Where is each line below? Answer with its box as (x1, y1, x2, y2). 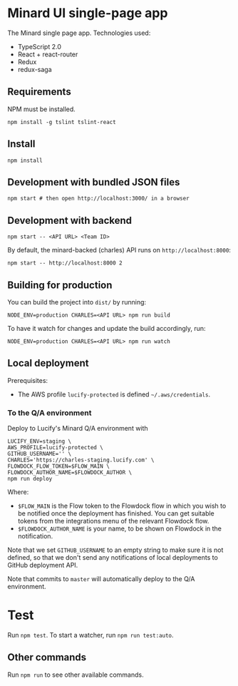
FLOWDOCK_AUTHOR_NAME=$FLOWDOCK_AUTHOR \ (7, 469, 133, 476)
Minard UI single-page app (7, 5, 168, 21)
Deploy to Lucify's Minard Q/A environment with (7, 424, 148, 433)
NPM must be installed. (7, 105, 76, 113)
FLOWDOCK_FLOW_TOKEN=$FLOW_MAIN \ (7, 463, 110, 470)
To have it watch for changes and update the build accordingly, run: (7, 324, 206, 332)
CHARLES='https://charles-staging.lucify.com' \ (7, 456, 155, 464)
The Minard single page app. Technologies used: (7, 29, 151, 37)
